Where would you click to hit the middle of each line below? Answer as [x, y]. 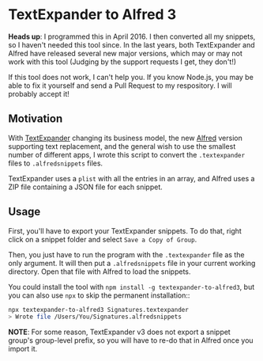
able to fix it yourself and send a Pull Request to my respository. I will [120, 85]
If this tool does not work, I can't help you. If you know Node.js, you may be [131, 77]
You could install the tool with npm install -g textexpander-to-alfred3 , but [131, 287]
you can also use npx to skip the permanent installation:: [99, 295]
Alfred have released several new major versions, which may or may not [126, 53]
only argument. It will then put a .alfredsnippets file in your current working [132, 263]
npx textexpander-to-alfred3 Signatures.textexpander [99, 310]
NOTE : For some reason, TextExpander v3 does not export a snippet [119, 332]
